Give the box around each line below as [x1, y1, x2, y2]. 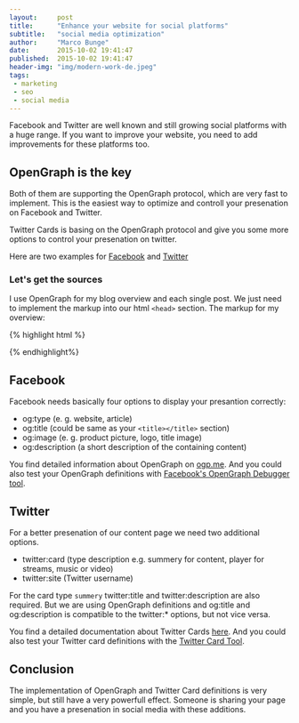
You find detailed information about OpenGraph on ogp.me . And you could [9, 459, 282, 470]
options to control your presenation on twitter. [9, 234, 178, 245]
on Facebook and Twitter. [9, 207, 102, 218]
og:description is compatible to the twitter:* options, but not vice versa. [9, 609, 271, 620]
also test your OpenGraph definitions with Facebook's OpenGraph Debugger [9, 469, 290, 479]
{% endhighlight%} [9, 347, 80, 357]
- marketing [12, 79, 58, 88]
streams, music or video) [21, 564, 114, 574]
